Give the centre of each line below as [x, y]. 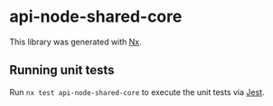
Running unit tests [62, 70]
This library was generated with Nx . [75, 42]
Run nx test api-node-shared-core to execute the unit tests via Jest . [137, 92]
